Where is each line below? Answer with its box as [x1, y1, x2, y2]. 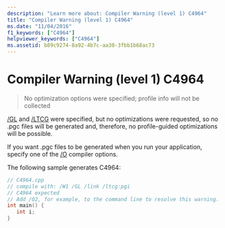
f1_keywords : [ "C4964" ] [7, 29, 75, 36]
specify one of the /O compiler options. [7, 150, 118, 158]
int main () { [7, 202, 45, 209]
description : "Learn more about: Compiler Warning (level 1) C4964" [7, 10, 207, 17]
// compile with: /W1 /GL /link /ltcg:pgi [7, 183, 130, 190]
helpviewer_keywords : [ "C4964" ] [7, 36, 99, 43]
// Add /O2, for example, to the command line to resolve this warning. [7, 196, 220, 203]
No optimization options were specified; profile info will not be [23, 94, 200, 102]
